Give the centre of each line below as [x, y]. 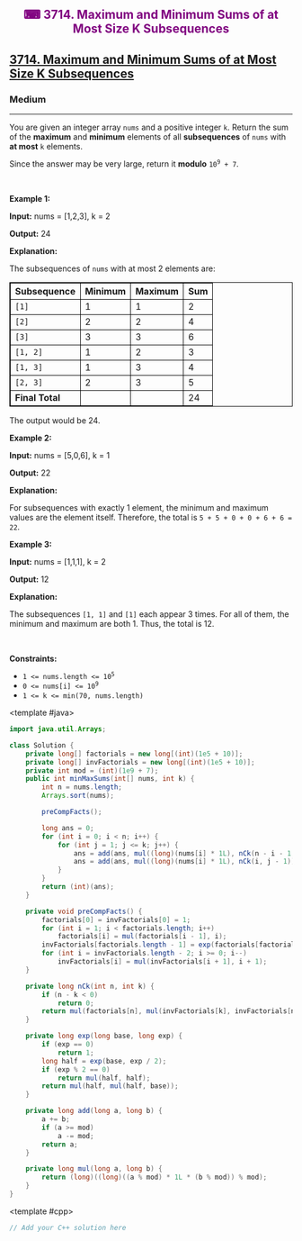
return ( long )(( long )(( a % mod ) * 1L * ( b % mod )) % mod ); [155, 1178]
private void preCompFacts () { [84, 911]
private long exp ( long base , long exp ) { [104, 1036]
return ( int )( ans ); [78, 887]
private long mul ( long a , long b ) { [94, 1169]
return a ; [60, 1144]
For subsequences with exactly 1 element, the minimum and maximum [139, 508]
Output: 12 [29, 579]
